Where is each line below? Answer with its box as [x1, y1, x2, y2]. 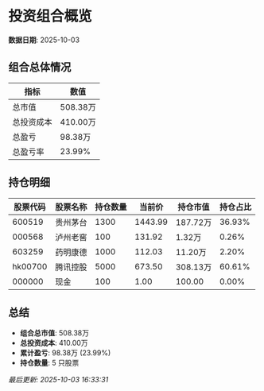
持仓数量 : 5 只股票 [19, 358, 80, 368]
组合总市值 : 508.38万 [19, 328, 90, 338]
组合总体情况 [8, 60, 72, 74]
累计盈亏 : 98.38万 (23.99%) [19, 348, 111, 358]
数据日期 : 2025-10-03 [8, 35, 80, 45]
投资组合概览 [8, 7, 93, 25]
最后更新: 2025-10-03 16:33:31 [8, 375, 109, 385]
